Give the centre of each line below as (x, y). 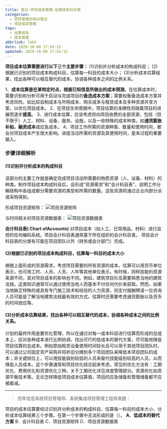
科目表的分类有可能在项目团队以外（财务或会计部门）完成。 (66, 241)
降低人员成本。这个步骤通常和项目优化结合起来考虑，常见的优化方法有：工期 (83, 365)
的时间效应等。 (20, 302)
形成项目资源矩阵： (25, 207)
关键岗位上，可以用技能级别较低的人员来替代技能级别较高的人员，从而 (90, 358)
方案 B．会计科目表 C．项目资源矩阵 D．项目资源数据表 (62, 422)
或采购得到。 (18, 197)
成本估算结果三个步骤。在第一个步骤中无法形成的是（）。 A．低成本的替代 (84, 415)
